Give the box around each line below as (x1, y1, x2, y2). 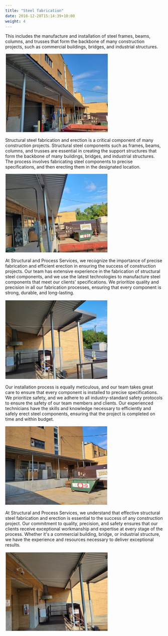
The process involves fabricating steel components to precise (5, 158, 133, 165)
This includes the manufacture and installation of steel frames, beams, (5, 33, 150, 39)
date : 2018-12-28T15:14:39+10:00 (5, 13, 75, 19)
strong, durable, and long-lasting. (5, 290, 74, 296)
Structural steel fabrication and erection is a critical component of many (5, 137, 154, 143)
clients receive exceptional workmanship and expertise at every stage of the (5, 526, 163, 532)
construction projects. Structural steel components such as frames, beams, (5, 142, 161, 148)
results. (5, 542, 21, 548)
